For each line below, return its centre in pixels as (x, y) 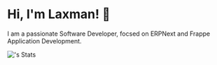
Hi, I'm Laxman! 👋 (59, 14)
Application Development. (44, 41)
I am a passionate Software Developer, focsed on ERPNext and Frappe (109, 34)
